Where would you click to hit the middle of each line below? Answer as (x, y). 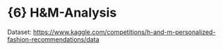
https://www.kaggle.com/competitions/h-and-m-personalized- (124, 32)
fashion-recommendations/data (53, 39)
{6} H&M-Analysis (62, 13)
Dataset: (19, 32)
